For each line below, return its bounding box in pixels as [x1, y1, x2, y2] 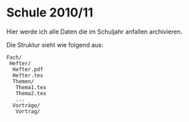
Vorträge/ [12, 101, 40, 109]
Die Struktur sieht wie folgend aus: [6, 40, 104, 49]
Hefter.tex [12, 72, 44, 79]
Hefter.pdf [12, 66, 44, 73]
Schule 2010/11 [6, 5, 93, 21]
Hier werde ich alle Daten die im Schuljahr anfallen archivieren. [6, 27, 183, 36]
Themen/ [12, 77, 35, 85]
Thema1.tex [15, 84, 47, 90]
